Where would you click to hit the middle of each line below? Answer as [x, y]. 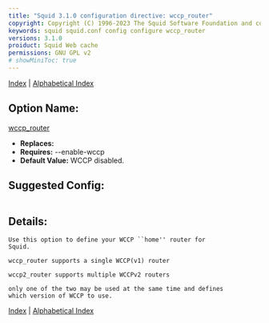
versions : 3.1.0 [35, 38]
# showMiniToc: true [43, 61]
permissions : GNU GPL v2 [50, 53]
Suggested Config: [56, 186]
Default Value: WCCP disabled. [72, 160]
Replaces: [37, 143]
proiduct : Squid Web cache [53, 46]
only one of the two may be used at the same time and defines [116, 289]
